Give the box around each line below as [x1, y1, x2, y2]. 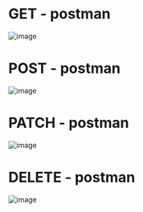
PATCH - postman [8, 114, 130, 132]
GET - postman [8, 5, 111, 23]
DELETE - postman [8, 169, 136, 186]
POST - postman [8, 59, 121, 78]
